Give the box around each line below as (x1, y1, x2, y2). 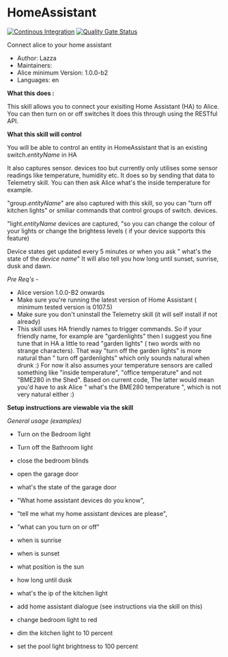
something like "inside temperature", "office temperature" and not (16, 368, 202, 376)
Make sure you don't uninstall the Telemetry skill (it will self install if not (16, 310, 218, 318)
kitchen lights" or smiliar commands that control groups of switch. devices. (7, 206, 218, 214)
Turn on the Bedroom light (16, 430, 91, 438)
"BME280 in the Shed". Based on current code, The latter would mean (16, 375, 214, 384)
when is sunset (16, 549, 60, 557)
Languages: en (16, 75, 59, 83)
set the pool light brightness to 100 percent (16, 642, 139, 650)
